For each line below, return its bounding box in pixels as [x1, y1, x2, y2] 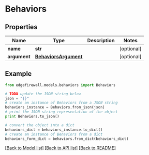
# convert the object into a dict [5, 122, 75, 127]
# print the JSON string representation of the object [5, 109, 118, 115]
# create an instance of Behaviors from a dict [5, 132, 103, 137]
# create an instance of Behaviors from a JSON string [5, 101, 118, 105]
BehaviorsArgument [35, 53, 83, 60]
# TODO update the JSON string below [5, 91, 81, 96]
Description [87, 37, 115, 44]
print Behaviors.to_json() [5, 114, 60, 119]
